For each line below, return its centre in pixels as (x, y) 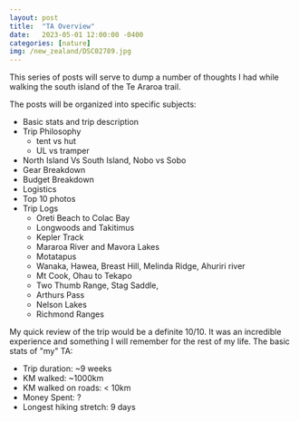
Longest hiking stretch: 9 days (79, 407)
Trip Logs (40, 208)
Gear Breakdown (54, 170)
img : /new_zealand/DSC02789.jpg (70, 52)
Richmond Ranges (70, 314)
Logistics (39, 189)
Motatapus (56, 257)
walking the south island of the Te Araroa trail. (95, 87)
